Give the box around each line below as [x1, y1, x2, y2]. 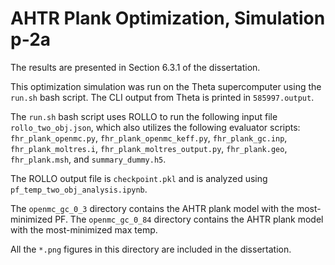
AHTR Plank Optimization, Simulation [10, 7, 326, 30]
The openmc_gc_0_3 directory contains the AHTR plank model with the [10, 202, 295, 214]
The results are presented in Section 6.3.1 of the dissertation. [10, 61, 261, 73]
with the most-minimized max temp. [10, 223, 158, 236]
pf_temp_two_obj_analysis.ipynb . [10, 183, 148, 195]
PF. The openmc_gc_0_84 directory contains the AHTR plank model [54, 213, 324, 225]
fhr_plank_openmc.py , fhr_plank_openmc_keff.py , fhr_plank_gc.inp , [10, 132, 288, 144]
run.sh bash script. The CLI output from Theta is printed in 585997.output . [10, 91, 315, 103]
